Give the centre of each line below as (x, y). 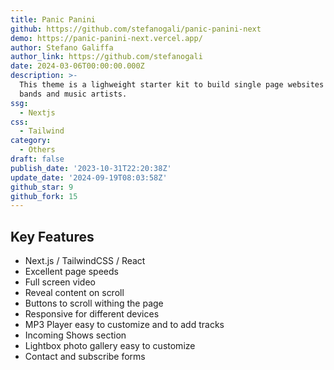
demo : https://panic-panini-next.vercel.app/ (106, 38)
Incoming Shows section (75, 335)
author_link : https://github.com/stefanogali (106, 57)
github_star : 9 (42, 187)
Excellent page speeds (71, 272)
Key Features (52, 236)
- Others (37, 150)
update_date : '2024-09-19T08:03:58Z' (89, 177)
